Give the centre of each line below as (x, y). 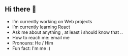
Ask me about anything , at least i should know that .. (67, 32)
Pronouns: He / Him (33, 43)
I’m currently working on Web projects (52, 21)
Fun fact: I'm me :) (31, 48)
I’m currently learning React (41, 27)
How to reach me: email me (41, 37)
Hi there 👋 (21, 9)
